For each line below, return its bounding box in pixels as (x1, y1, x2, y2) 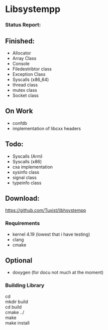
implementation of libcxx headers (12, 125, 81, 131)
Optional (5, 256, 32, 265)
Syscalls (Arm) (12, 153, 43, 159)
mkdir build (5, 299, 28, 305)
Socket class (12, 92, 39, 98)
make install (5, 320, 30, 326)
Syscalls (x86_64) (12, 76, 49, 82)
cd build (5, 304, 22, 310)
